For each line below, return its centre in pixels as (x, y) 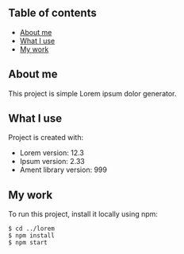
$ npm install (32, 236)
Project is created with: (46, 138)
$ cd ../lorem (32, 229)
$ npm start (28, 243)
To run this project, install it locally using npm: (83, 214)
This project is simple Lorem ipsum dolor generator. (92, 93)
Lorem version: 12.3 (52, 153)
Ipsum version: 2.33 (52, 162)
